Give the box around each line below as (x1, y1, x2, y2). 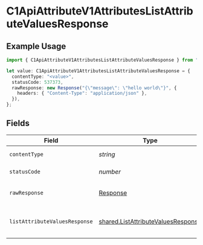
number (98, 167, 121, 176)
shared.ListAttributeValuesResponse (98, 217, 202, 226)
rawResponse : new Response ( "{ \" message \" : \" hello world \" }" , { (11, 84, 177, 91)
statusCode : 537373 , (11, 79, 63, 85)
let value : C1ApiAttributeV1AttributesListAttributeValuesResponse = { (6, 68, 190, 74)
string (98, 150, 116, 158)
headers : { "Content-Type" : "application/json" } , (17, 91, 147, 97)
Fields (6, 118, 30, 129)
